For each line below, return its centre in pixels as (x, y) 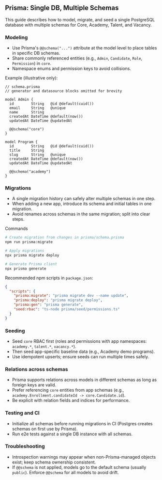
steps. (18, 219)
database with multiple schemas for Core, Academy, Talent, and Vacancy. (78, 25)
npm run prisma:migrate (29, 242)
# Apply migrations (25, 251)
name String (27, 112)
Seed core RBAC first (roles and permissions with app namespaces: (79, 341)
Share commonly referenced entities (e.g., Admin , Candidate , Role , (77, 58)
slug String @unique (38, 155)
